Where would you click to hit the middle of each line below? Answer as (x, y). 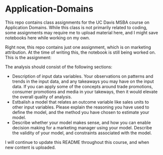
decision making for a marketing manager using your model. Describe (82, 127)
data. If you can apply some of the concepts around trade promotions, (82, 86)
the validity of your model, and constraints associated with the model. (82, 133)
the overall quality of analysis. (42, 97)
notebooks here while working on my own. (48, 38)
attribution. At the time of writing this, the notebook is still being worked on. (81, 52)
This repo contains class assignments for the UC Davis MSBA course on (77, 22)
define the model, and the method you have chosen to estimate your (81, 112)
